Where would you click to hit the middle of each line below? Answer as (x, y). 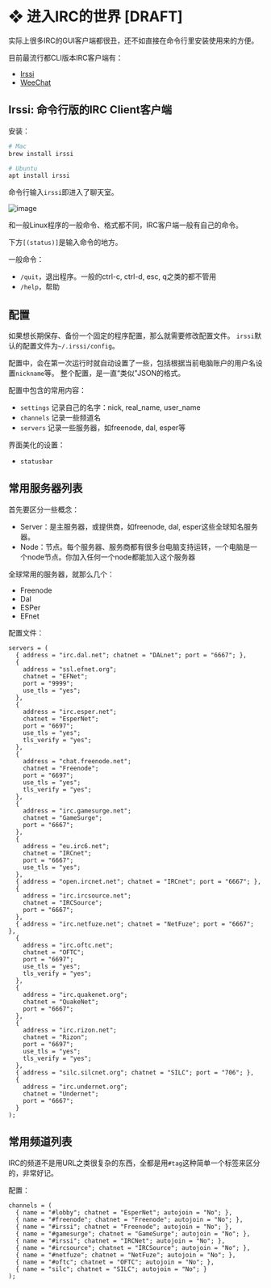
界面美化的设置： (37, 445)
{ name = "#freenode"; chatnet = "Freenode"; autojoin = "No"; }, (129, 1219)
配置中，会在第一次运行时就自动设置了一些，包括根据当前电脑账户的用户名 (132, 363)
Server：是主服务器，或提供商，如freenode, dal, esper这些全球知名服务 (139, 526)
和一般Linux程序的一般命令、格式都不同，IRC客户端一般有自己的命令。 (126, 225)
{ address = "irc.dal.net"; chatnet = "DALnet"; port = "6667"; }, (131, 655)
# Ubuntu (23, 168)
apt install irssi (39, 176)
